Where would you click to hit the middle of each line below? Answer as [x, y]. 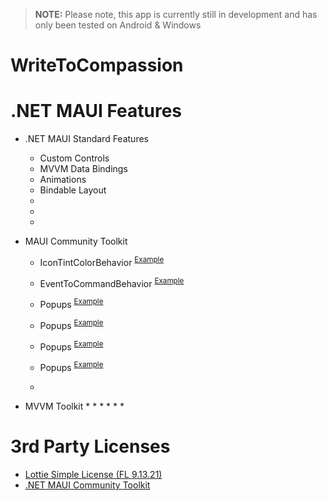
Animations [63, 180]
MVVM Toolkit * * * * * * [74, 406]
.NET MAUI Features [96, 111]
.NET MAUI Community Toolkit [87, 485]
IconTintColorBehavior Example [102, 261]
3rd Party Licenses [90, 446]
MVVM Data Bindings [83, 169]
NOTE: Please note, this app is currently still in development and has [176, 14]
